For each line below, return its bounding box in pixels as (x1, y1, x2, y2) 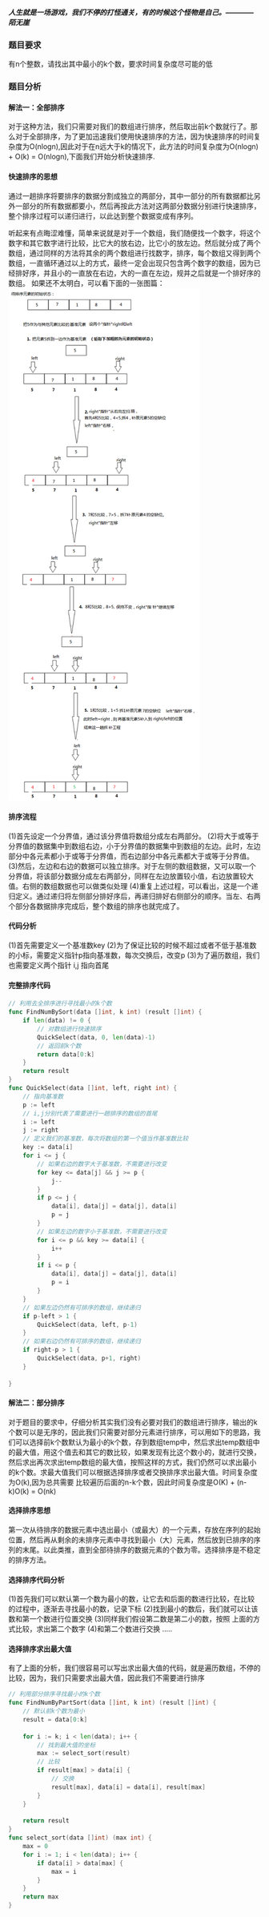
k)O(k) (8, 1486, 30, 1496)
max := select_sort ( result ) (37, 1750, 130, 1758)
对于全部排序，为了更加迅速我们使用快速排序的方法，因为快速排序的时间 (14, 132, 254, 142)
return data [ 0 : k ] (37, 1050, 94, 1059)
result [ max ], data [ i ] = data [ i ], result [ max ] (50, 1782, 206, 1791)
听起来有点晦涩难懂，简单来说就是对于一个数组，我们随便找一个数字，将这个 (8, 228, 261, 238)
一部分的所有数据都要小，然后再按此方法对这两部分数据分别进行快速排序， (14, 201, 261, 211)
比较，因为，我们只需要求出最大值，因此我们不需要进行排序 (8, 1674, 205, 1683)
